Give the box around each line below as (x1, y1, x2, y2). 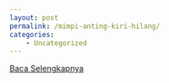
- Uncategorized (25, 38, 88, 48)
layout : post (9, 13, 59, 23)
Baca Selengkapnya (9, 63, 84, 74)
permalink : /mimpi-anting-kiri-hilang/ (9, 22, 161, 31)
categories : (9, 30, 55, 39)
